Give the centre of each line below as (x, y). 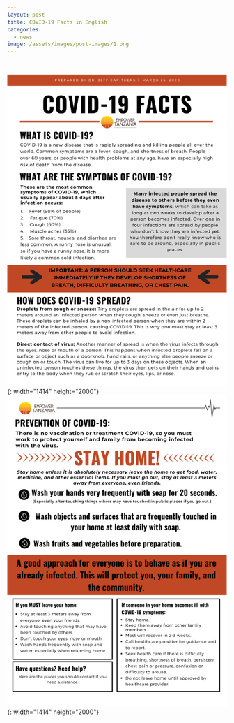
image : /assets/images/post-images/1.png (68, 44)
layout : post (26, 15)
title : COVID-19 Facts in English (57, 22)
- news (23, 37)
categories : (24, 29)
